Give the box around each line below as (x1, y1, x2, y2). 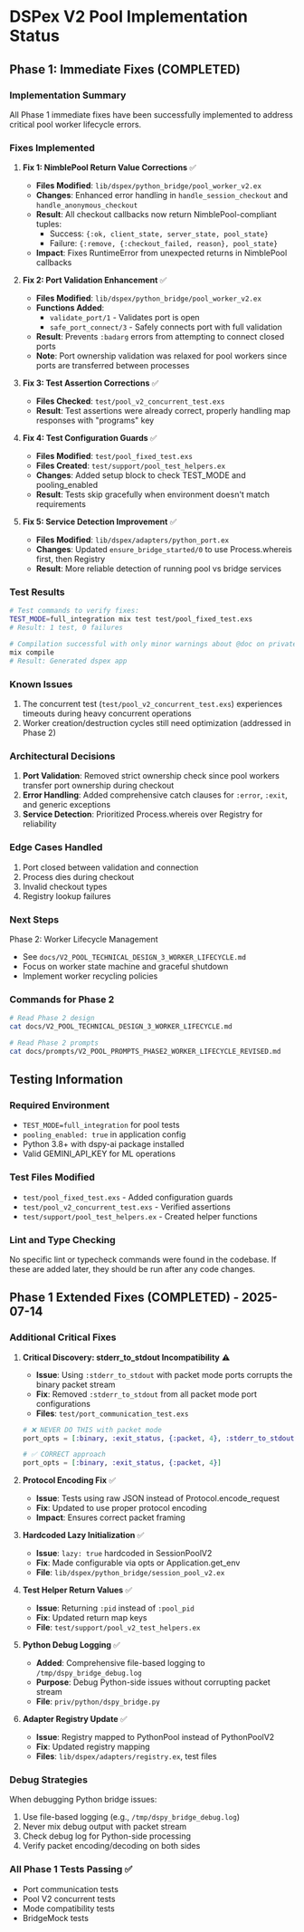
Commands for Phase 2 (9, 993, 115, 1006)
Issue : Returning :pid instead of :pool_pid (35, 1602, 195, 1613)
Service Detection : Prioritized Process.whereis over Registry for (22, 808, 263, 820)
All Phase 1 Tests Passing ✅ (9, 1863, 133, 1876)
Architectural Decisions (9, 750, 116, 762)
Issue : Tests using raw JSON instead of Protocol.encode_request (35, 1493, 280, 1504)
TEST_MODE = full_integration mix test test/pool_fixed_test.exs (9, 615, 253, 624)
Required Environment (9, 1099, 110, 1112)
